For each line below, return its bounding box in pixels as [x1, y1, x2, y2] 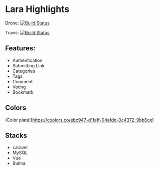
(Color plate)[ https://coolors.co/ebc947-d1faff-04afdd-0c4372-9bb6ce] [5, 117, 154, 123]
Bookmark [12, 89, 34, 95]
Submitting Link [12, 62, 45, 68]
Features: [5, 44, 36, 53]
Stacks [5, 131, 27, 140]
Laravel [12, 145, 28, 151]
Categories [12, 68, 35, 74]
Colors [5, 104, 26, 112]
